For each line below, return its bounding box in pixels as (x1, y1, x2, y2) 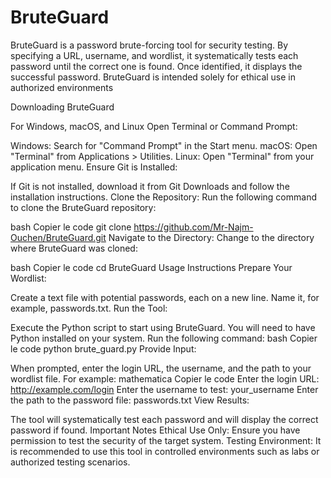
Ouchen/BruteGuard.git (10, 231, 107, 243)
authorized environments (10, 81, 114, 93)
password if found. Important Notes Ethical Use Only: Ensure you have (10, 424, 301, 436)
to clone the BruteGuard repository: (10, 201, 157, 213)
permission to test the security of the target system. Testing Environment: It (10, 434, 322, 446)
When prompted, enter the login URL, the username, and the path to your (10, 362, 312, 374)
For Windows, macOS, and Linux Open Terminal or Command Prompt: (10, 120, 298, 132)
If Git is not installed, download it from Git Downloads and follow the (10, 180, 290, 192)
